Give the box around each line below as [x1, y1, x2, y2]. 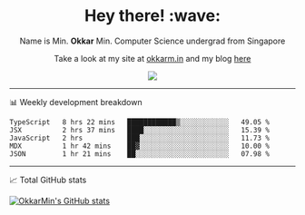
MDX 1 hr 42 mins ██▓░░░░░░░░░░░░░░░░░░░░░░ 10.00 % [9, 142, 271, 151]
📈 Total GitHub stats [9, 174, 87, 185]
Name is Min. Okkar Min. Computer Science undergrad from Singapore [19, 35, 286, 46]
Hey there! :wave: [84, 5, 221, 26]
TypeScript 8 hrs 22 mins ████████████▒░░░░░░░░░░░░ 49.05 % [9, 117, 271, 127]
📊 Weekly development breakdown [9, 96, 143, 107]
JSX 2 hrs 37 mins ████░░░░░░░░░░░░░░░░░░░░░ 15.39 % [9, 125, 271, 134]
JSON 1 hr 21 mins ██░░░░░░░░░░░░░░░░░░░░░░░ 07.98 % [9, 149, 271, 159]
